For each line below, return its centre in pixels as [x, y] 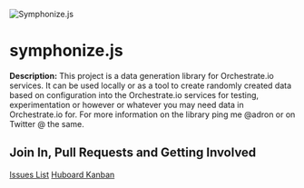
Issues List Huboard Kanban [62, 174]
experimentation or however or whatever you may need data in [127, 104]
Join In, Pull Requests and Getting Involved [133, 153]
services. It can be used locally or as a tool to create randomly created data [151, 85]
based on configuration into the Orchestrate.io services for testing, [134, 94]
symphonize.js [67, 51]
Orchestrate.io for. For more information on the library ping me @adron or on [152, 114]
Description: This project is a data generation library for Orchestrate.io [142, 75]
